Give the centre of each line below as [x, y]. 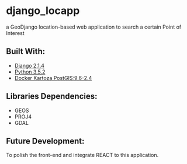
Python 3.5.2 [30, 72]
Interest [15, 33]
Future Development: [45, 141]
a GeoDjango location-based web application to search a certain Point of [94, 27]
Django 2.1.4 [30, 65]
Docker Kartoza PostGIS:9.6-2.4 [53, 78]
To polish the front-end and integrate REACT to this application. [82, 155]
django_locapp [43, 11]
